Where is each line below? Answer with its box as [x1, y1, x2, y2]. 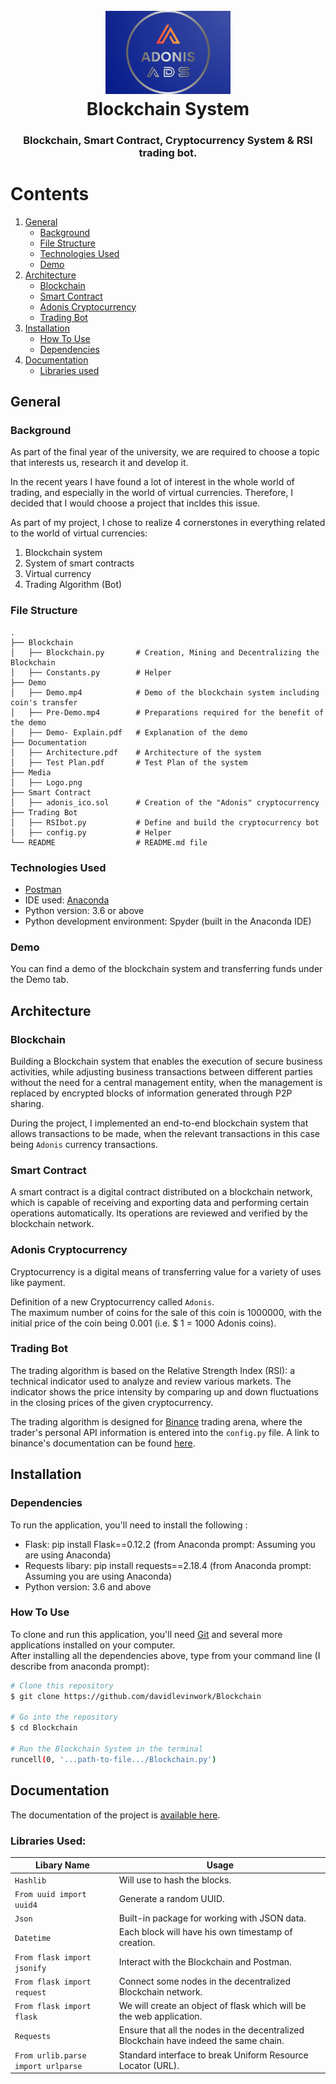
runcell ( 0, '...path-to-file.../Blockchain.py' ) [10, 1754, 217, 1764]
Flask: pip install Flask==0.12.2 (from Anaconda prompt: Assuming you [24, 1538, 316, 1550]
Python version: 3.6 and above [24, 1580, 152, 1593]
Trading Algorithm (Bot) [24, 579, 123, 591]
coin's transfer [10, 697, 78, 708]
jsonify [14, 1963, 47, 1973]
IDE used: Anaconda [24, 894, 110, 906]
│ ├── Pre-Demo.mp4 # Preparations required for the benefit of [10, 707, 325, 718]
